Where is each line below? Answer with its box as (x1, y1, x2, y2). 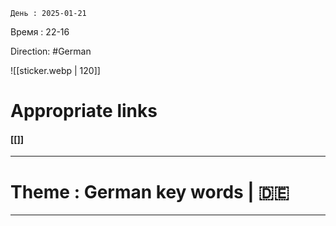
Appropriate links (10, 100, 158, 123)
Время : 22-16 (10, 26, 70, 38)
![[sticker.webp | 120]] (10, 65, 101, 76)
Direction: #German (10, 45, 92, 57)
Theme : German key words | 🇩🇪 (10, 180, 290, 203)
